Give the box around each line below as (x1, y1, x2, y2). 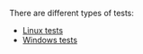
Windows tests (22, 35, 78, 45)
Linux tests (22, 25, 64, 35)
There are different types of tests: (9, 8, 135, 18)
